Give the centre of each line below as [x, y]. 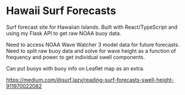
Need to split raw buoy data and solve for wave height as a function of [91, 50]
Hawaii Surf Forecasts [61, 11]
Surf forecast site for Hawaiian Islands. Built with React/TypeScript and [92, 27]
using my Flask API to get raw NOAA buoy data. [64, 33]
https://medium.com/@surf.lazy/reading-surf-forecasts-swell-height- [90, 80]
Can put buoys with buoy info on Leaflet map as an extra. [75, 68]
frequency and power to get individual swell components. [75, 57]
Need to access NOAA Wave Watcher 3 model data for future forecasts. [93, 45]
